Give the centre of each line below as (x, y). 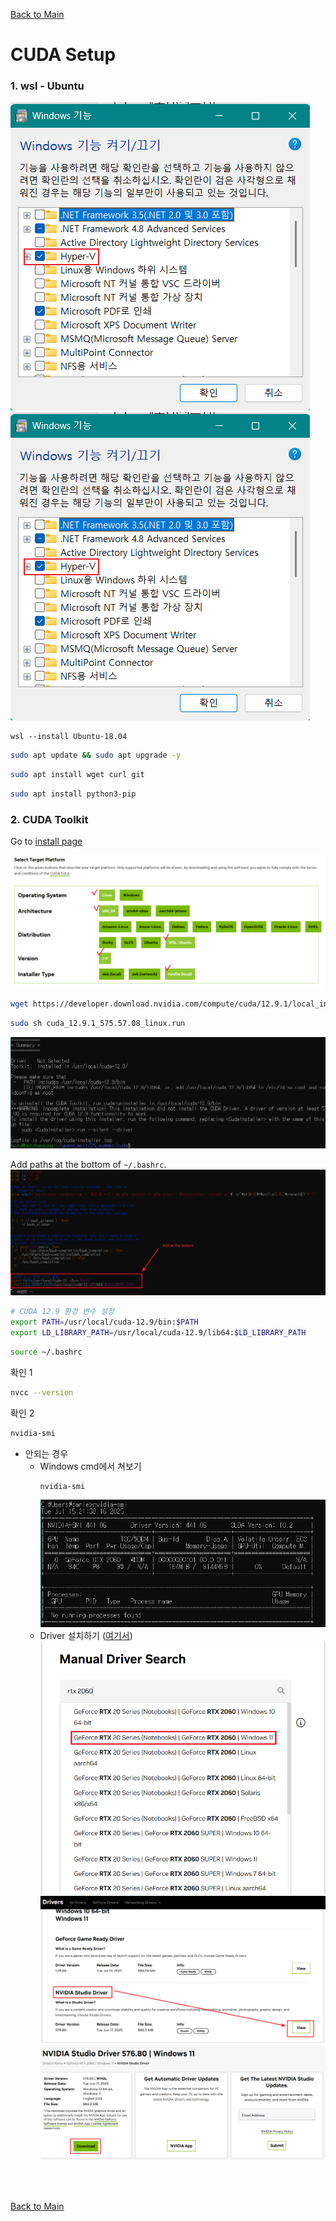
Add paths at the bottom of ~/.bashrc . (88, 1165)
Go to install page (46, 841)
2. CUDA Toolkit (49, 820)
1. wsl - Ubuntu (47, 86)
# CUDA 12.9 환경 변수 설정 (62, 1312)
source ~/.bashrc (46, 1352)
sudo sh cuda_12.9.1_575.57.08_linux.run (98, 1023)
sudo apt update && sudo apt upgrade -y (96, 755)
